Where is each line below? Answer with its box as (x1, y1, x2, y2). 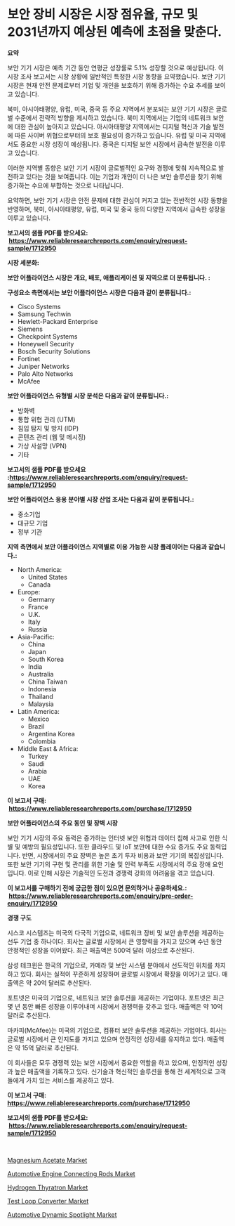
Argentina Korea (27, 729, 75, 738)
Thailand (27, 692, 54, 700)
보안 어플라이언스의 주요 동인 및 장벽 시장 (7, 819, 118, 827)
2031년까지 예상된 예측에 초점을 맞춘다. (7, 24, 222, 40)
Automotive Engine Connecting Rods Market (7, 1169, 135, 1178)
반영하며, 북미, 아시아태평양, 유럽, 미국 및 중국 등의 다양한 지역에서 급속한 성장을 (7, 204, 226, 213)
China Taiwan (27, 677, 68, 686)
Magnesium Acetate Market (7, 1156, 88, 1164)
